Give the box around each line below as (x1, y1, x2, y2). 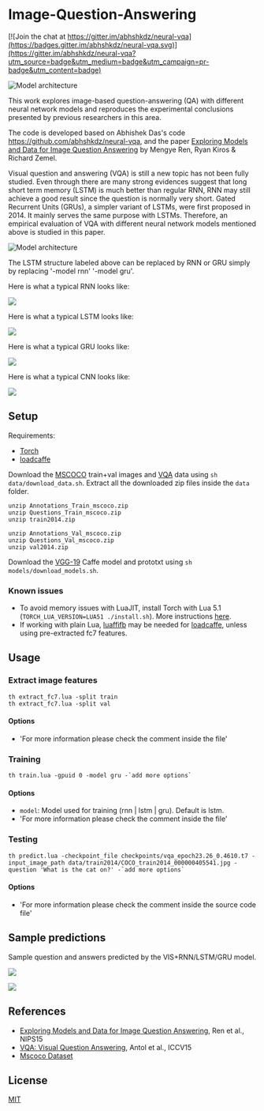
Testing (8, 834, 38, 845)
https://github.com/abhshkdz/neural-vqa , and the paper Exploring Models (8, 136, 248, 145)
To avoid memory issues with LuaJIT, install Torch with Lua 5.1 (19, 603, 221, 613)
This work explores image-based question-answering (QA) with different (8, 96, 244, 105)
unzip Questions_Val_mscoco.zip (8, 536, 114, 544)
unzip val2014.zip (8, 543, 69, 551)
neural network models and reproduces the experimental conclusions (8, 104, 234, 114)
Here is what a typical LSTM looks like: (8, 311, 134, 321)
